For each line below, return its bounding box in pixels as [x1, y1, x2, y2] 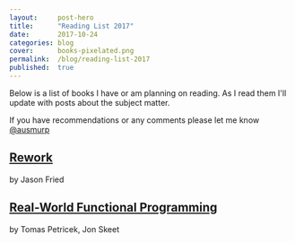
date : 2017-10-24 [9, 30, 99, 39]
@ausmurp [9, 124, 50, 135]
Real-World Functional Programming [9, 200, 218, 215]
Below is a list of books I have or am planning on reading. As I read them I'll [9, 87, 287, 99]
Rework [9, 150, 54, 166]
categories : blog [9, 38, 74, 48]
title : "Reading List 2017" [9, 22, 134, 30]
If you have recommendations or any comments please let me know [9, 114, 260, 126]
